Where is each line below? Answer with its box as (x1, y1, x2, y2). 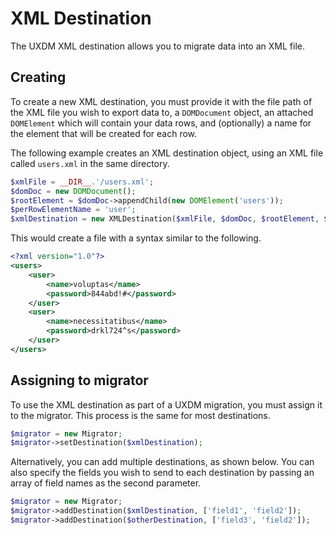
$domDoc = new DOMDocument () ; (10, 186, 137, 196)
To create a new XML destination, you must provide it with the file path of (10, 95, 313, 107)
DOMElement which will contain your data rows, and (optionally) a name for (10, 117, 312, 129)
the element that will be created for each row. (10, 127, 198, 139)
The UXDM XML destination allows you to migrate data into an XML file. (10, 40, 305, 52)
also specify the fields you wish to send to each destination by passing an (10, 467, 315, 479)
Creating (10, 69, 67, 86)
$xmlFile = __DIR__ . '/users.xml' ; (10, 177, 155, 187)
